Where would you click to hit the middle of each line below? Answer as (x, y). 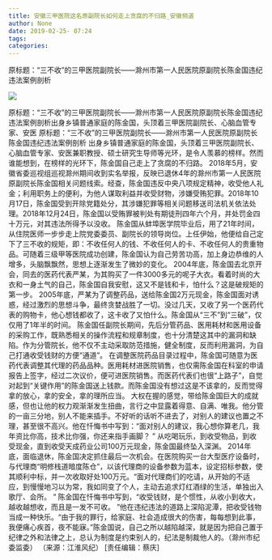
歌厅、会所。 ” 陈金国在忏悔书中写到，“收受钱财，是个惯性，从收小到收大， (134, 497)
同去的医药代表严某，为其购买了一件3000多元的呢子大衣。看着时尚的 (138, 274)
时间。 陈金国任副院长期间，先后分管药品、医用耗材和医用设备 (157, 325)
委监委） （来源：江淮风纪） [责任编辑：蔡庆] (84, 548)
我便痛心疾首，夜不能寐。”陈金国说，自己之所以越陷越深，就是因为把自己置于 (136, 528)
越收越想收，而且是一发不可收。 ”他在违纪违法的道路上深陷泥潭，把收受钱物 (135, 507)
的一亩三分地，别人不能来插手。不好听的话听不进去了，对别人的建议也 (125, 416)
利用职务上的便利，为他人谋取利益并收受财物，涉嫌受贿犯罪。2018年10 (140, 193)
